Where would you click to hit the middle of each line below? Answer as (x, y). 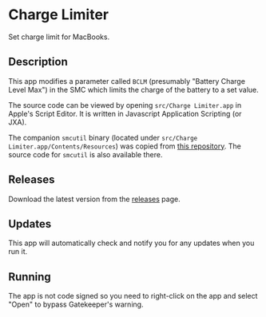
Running (30, 277)
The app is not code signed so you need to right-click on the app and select (133, 296)
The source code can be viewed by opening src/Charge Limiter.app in (125, 105)
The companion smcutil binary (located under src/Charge (103, 137)
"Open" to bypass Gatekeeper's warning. (76, 304)
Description (38, 62)
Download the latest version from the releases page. (95, 199)
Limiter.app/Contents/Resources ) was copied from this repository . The (125, 146)
